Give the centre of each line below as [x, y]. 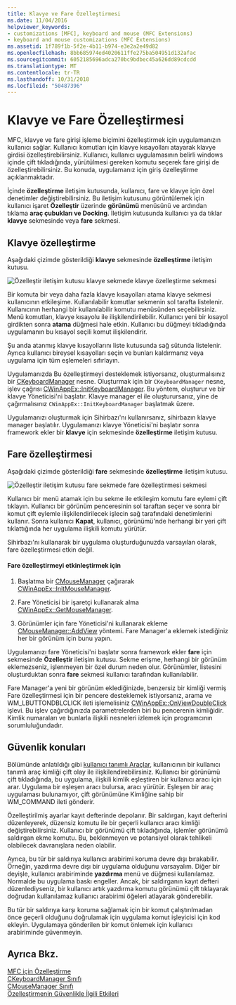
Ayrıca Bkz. [33, 954]
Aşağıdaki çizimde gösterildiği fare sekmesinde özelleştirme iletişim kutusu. [118, 471]
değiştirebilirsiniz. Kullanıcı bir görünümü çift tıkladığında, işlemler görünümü [118, 830]
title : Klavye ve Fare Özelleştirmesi [64, 14]
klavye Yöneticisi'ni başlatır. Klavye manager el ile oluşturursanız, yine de [113, 396]
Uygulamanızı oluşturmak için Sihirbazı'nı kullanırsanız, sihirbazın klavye [112, 417]
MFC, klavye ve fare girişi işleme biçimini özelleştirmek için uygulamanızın [114, 140]
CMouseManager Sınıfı [40, 986]
